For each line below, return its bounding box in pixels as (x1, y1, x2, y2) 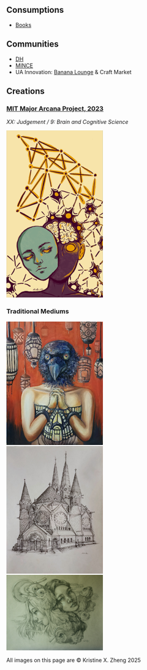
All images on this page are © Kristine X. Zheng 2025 (6, 657, 141, 664)
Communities (6, 39, 59, 50)
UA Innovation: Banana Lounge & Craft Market (15, 68, 132, 75)
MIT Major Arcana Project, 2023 (6, 104, 104, 113)
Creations (6, 86, 45, 97)
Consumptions (6, 5, 64, 15)
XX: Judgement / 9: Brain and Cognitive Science (6, 118, 129, 126)
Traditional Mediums (6, 307, 69, 316)
